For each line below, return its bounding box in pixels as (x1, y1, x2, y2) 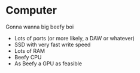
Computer (5, 4, 57, 17)
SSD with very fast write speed (14, 41, 91, 48)
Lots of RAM (14, 47, 45, 54)
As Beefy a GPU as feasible (14, 60, 82, 67)
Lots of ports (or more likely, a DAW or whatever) (14, 34, 135, 42)
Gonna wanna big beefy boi (5, 23, 74, 30)
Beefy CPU (14, 53, 42, 61)
